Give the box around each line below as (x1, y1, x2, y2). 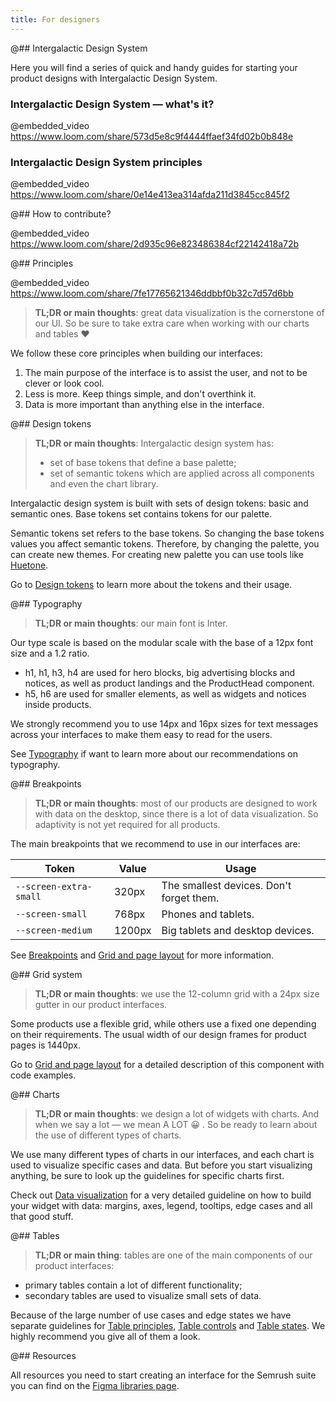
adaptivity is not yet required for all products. (34, 819, 221, 831)
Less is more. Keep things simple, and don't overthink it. (24, 388, 257, 400)
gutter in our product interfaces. (34, 999, 168, 1011)
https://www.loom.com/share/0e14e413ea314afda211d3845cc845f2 (10, 189, 290, 201)
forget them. (161, 891, 220, 905)
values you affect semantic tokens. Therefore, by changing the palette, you (10, 538, 320, 550)
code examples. (10, 1069, 77, 1081)
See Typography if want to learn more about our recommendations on (10, 748, 298, 760)
